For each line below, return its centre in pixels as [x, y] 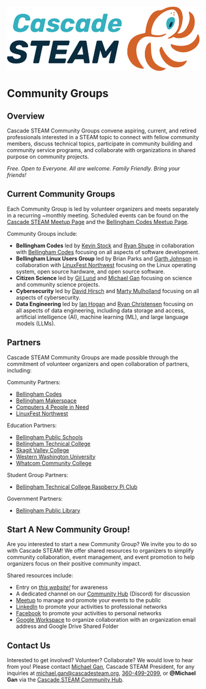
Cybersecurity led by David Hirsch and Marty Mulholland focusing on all [107, 291]
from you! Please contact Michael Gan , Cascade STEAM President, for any [101, 667]
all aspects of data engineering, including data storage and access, [100, 310]
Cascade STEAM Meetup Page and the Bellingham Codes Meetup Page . [98, 222]
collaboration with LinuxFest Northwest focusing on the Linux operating [106, 265]
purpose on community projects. [48, 157]
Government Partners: [35, 498]
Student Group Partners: [38, 475]
